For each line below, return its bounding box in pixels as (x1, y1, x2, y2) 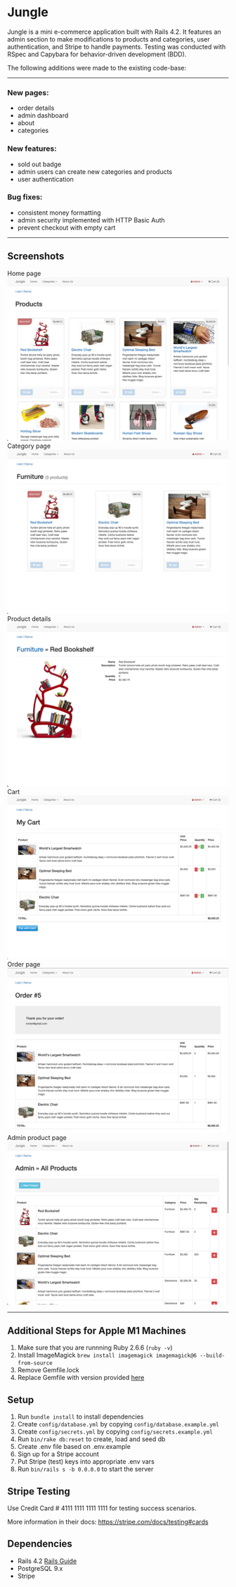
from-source (17, 1360, 53, 1367)
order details (17, 103, 55, 113)
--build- (199, 1353, 225, 1360)
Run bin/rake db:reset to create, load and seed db (17, 1435, 166, 1443)
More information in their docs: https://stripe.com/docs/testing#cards (7, 1518, 209, 1526)
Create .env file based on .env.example (17, 1443, 131, 1451)
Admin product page (7, 1133, 67, 1141)
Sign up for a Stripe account (17, 1450, 100, 1458)
